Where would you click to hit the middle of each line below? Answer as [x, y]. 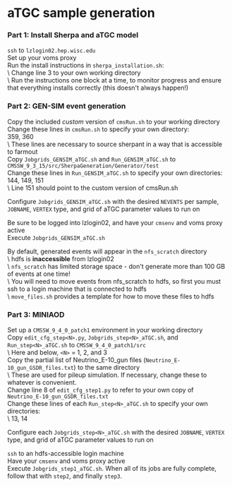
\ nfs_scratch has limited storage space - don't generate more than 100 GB [116, 266]
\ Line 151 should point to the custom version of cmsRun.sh [93, 188]
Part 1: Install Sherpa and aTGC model [73, 35]
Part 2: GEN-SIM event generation [67, 106]
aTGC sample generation [81, 13]
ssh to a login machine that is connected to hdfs [77, 289]
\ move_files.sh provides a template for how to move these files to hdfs [111, 296]
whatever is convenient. [42, 383]
